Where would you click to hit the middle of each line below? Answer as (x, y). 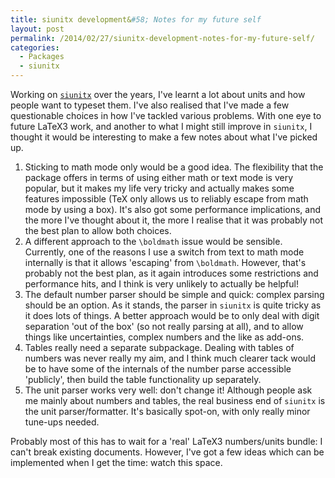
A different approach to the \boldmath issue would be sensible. (153, 241)
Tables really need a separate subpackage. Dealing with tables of (159, 347)
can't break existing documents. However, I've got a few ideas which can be (167, 452)
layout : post (37, 29)
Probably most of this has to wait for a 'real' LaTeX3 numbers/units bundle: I (166, 441)
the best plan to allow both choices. (98, 230)
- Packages (42, 57)
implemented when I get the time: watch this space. (116, 462)
